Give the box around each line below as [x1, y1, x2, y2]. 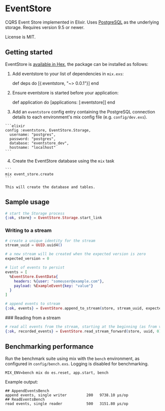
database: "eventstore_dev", [9, 140, 69, 145]
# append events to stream [5, 301, 60, 306]
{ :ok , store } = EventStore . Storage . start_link [5, 216, 102, 220]
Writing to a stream [5, 227, 52, 234]
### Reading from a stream [5, 315, 61, 321]
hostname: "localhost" [9, 145, 56, 150]
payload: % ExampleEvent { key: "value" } [14, 283, 93, 288]
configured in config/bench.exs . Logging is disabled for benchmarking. [5, 360, 149, 366]
